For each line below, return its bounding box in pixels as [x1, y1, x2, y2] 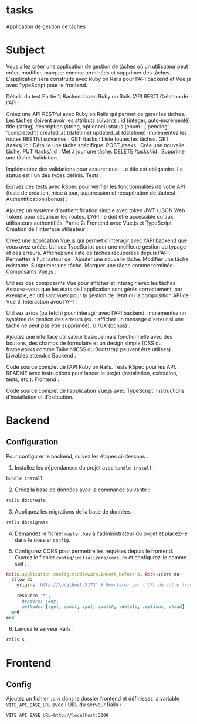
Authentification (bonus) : [6, 195, 68, 202]
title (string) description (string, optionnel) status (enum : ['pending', [6, 123, 171, 130]
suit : [14, 560, 27, 567]
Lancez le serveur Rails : [14, 625, 74, 632]
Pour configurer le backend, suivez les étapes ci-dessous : [6, 453, 148, 460]
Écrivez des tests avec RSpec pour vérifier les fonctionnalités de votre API [6, 183, 185, 190]
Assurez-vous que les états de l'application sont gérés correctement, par [6, 285, 183, 293]
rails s [6, 637, 25, 643]
